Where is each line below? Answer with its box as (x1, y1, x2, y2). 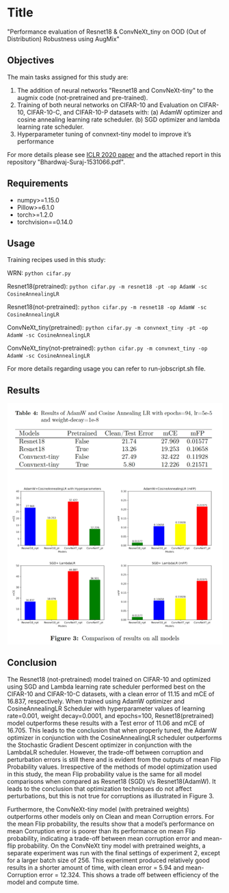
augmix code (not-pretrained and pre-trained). (16, 93, 148, 102)
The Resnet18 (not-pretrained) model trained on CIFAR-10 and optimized (7, 675, 211, 683)
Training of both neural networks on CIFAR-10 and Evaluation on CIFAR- (16, 101, 219, 109)
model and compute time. (7, 878, 79, 886)
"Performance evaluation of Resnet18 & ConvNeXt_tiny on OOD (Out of (7, 27, 206, 36)
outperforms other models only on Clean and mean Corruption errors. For (7, 812, 215, 820)
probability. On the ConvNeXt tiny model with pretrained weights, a (17, 842, 206, 850)
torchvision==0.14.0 (16, 217, 73, 226)
